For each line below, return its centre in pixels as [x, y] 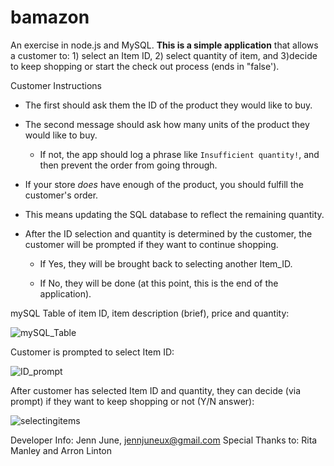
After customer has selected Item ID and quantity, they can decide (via [156, 390]
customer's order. [61, 195]
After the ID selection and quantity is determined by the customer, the [168, 233]
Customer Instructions [56, 85]
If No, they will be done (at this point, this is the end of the [159, 283]
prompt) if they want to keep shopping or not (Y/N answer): [132, 401]
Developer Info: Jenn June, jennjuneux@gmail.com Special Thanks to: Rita [164, 440]
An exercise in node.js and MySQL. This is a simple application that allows [164, 45]
